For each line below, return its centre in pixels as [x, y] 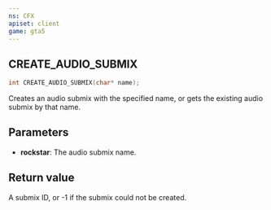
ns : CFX [22, 16]
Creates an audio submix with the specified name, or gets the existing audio [135, 98]
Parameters [39, 132]
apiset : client [34, 24]
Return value [42, 178]
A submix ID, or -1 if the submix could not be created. [98, 197]
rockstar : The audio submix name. [78, 152]
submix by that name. [45, 107]
